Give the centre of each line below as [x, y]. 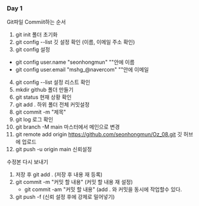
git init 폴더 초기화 [37, 35]
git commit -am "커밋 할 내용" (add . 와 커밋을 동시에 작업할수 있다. [103, 189]
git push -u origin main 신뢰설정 [54, 149]
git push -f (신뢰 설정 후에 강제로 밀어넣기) [65, 197]
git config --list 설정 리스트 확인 [53, 82]
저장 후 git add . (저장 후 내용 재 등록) [59, 174]
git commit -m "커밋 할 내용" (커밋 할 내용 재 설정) [74, 182]
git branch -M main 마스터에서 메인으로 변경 [67, 127]
